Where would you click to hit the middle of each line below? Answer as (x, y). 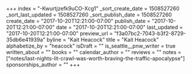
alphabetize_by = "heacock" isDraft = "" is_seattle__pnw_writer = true (91, 46)
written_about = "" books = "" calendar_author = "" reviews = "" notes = (94, 52)
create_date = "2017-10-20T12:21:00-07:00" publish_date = (78, 21)
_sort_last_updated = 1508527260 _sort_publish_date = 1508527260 (89, 15)
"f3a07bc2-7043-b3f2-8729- (150, 33)
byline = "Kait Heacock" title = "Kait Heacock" (103, 40)
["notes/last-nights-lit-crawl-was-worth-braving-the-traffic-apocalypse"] (95, 58)
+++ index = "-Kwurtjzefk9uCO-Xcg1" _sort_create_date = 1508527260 (93, 9)
